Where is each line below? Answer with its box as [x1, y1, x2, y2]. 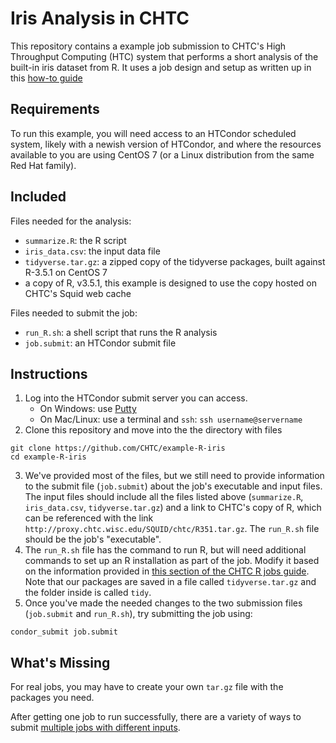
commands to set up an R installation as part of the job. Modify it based [24, 555, 320, 567]
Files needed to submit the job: [10, 307, 138, 319]
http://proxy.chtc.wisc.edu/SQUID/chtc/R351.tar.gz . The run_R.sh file [24, 523, 320, 535]
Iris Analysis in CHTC [10, 7, 190, 30]
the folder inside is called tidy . [24, 587, 152, 599]
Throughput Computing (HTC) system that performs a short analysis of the [10, 50, 319, 62]
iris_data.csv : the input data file [24, 245, 161, 257]
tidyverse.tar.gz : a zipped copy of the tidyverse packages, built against [24, 255, 326, 267]
